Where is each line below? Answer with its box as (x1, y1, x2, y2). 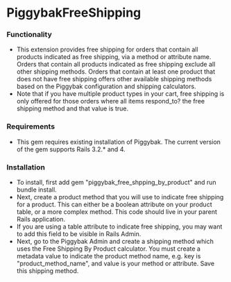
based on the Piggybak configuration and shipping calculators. (16, 82, 196, 91)
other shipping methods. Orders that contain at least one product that (16, 67, 216, 76)
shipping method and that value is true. (16, 104, 129, 113)
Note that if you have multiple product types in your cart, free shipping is (16, 90, 225, 98)
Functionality (6, 30, 53, 40)
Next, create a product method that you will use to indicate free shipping (16, 193, 224, 201)
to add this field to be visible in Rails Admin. (16, 230, 142, 238)
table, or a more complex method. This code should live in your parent (16, 208, 218, 216)
